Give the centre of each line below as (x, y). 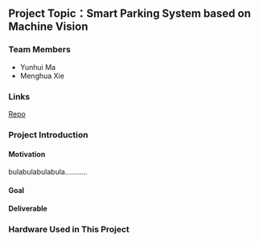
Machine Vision (48, 27)
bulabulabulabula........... (48, 172)
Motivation (27, 154)
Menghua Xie (42, 76)
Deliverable (28, 209)
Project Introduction (48, 134)
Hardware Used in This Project (69, 229)
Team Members (39, 50)
